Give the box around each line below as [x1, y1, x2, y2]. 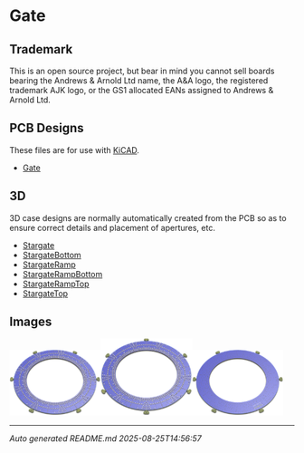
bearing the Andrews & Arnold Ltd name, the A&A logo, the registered [9, 75, 269, 86]
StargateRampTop [22, 278, 90, 289]
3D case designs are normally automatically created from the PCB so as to [9, 212, 287, 223]
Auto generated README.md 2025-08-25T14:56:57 [9, 433, 202, 444]
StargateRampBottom [22, 268, 103, 279]
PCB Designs [9, 120, 84, 136]
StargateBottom [22, 249, 81, 260]
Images [9, 314, 52, 330]
